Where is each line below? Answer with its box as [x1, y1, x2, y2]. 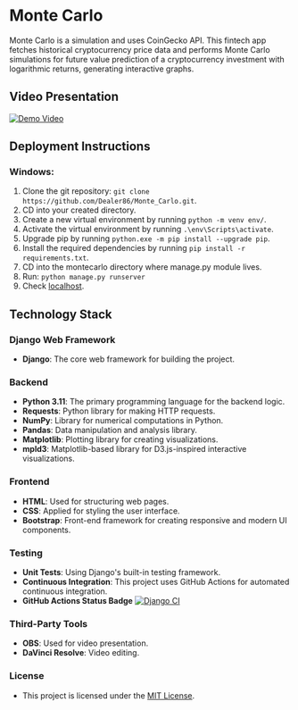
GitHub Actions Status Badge [21, 596, 134, 606]
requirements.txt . [21, 252, 89, 263]
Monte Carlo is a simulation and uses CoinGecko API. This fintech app [9, 35, 267, 46]
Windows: [9, 166, 55, 179]
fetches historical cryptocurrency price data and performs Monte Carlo [9, 44, 270, 54]
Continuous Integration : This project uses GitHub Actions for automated [21, 577, 290, 588]
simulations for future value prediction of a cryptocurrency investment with [9, 54, 286, 64]
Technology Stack [9, 306, 112, 322]
